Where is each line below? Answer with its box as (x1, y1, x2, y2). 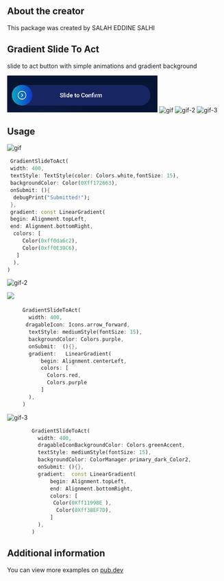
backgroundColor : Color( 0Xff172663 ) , (10, 180, 118, 187)
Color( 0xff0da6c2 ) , (22, 238, 78, 245)
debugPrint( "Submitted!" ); (13, 194, 90, 201)
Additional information (7, 547, 105, 559)
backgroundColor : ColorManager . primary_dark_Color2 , (37, 456, 192, 463)
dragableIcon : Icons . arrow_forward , (25, 321, 130, 328)
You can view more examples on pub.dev (7, 565, 124, 574)
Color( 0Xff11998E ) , (53, 499, 112, 506)
